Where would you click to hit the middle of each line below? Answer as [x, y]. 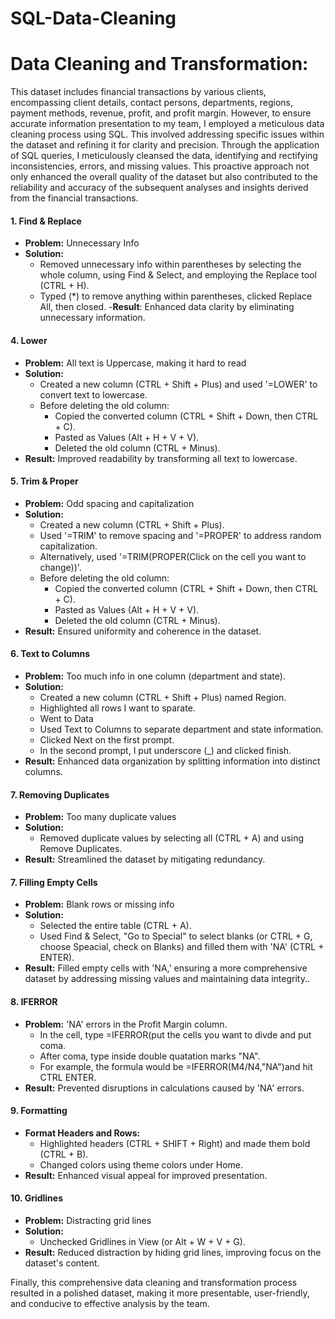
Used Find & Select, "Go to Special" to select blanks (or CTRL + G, [176, 936]
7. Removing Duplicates [60, 794]
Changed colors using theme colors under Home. [141, 1164]
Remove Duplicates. [81, 849]
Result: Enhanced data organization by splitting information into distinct [172, 761]
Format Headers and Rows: [82, 1133]
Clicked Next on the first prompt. [107, 739]
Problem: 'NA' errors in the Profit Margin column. [126, 1024]
